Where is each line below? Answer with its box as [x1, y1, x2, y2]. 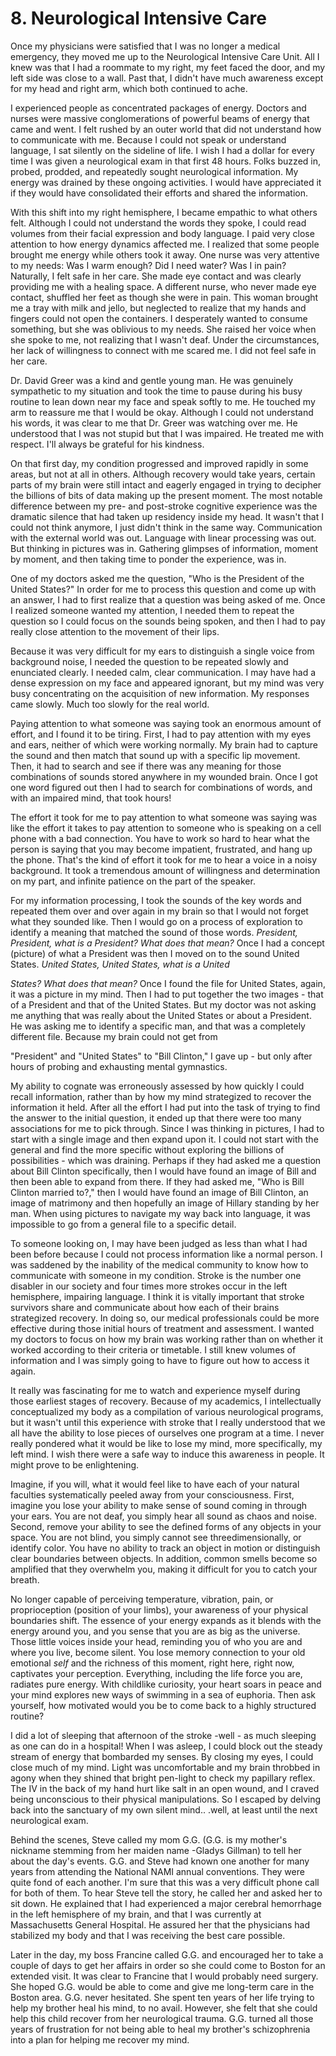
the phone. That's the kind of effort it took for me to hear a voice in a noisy [10, 853, 318, 866]
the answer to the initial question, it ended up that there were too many [10, 1112, 302, 1124]
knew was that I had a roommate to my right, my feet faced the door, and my [10, 61, 326, 73]
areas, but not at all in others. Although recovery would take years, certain [10, 468, 316, 480]
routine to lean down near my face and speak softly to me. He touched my [10, 395, 316, 407]
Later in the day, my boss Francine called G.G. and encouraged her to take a [10, 1948, 324, 1961]
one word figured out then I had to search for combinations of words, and [10, 781, 313, 793]
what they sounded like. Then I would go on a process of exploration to [10, 915, 303, 927]
